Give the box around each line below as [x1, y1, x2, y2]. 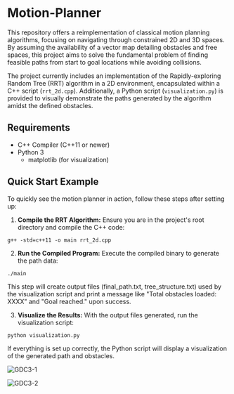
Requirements [7, 122, 70, 134]
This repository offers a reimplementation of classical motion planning [7, 28, 210, 37]
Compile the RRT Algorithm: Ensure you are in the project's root [17, 216, 204, 224]
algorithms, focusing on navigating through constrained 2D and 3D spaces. [7, 35, 225, 44]
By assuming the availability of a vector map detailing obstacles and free [7, 43, 218, 51]
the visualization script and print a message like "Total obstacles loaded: [7, 289, 217, 298]
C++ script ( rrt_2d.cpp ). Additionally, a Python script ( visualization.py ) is [7, 86, 223, 95]
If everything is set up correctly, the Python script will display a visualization [7, 344, 227, 353]
